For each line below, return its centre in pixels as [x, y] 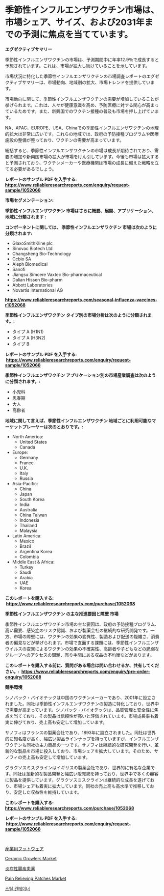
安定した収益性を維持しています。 [47, 792]
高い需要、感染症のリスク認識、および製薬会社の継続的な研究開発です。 [78, 630]
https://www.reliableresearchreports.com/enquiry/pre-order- [86, 672]
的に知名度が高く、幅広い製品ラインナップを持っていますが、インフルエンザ [82, 739]
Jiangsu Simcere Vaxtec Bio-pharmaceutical [57, 274]
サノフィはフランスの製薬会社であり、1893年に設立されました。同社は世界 [81, 732]
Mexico [27, 541]
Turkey [26, 567]
